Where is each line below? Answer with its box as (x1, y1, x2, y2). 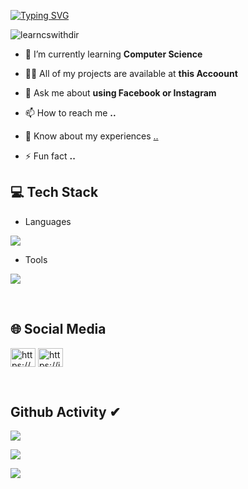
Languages (24, 215, 72, 227)
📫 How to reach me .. (24, 107, 117, 119)
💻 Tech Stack (10, 184, 99, 201)
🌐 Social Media (10, 321, 107, 338)
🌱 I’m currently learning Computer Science (24, 48, 203, 60)
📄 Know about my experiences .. (24, 130, 159, 142)
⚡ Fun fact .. (24, 150, 76, 162)
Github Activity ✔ (10, 404, 122, 421)
